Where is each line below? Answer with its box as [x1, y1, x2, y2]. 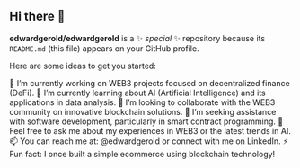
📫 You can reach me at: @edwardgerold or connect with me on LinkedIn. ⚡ [9, 136, 289, 146]
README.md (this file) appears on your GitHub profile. [9, 42, 199, 54]
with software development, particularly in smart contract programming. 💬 [9, 116, 284, 127]
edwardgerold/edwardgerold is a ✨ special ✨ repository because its [9, 32, 266, 43]
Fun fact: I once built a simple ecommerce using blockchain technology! [9, 148, 276, 159]
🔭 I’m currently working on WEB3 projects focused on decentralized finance [9, 77, 290, 88]
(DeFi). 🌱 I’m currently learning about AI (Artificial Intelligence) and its [9, 87, 267, 98]
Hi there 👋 [9, 9, 66, 24]
